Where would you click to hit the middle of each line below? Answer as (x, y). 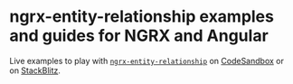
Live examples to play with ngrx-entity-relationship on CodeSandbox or (147, 61)
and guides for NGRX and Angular (139, 36)
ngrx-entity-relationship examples (142, 17)
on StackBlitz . (35, 70)
